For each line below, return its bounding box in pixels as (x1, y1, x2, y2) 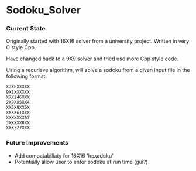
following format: (6, 73, 47, 80)
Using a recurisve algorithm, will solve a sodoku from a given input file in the (6, 67, 190, 74)
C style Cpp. (6, 44, 36, 51)
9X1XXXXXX (6, 89, 30, 95)
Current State (6, 25, 46, 33)
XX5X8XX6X (6, 105, 30, 111)
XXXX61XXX (6, 110, 30, 116)
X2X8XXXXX (6, 84, 30, 90)
